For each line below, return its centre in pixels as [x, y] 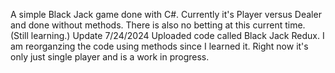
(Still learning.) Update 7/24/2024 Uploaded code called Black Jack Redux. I [167, 35]
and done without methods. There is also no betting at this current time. [158, 25]
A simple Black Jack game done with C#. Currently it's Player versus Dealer [166, 14]
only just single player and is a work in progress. [110, 57]
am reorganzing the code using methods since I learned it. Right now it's [159, 46]
